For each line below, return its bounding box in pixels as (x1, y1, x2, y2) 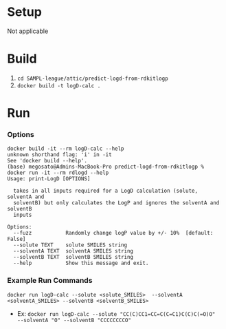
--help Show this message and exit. (13, 259, 149, 267)
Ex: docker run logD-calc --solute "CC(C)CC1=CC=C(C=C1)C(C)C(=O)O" (16, 309, 216, 317)
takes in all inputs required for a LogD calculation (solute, (13, 187, 198, 195)
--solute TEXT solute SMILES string (13, 242, 128, 248)
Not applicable (7, 27, 49, 35)
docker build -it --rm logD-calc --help (7, 145, 125, 152)
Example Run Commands (7, 276, 93, 286)
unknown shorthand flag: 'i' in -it (7, 151, 112, 158)
